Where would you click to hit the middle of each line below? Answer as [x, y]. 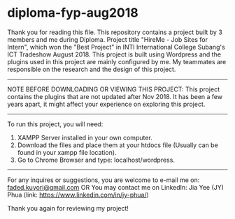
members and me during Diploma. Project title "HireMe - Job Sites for [108, 39]
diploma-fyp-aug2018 [73, 13]
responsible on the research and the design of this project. [92, 69]
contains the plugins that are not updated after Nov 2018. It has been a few [115, 96]
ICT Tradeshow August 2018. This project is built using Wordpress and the [114, 54]
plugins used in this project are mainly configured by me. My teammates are [117, 61]
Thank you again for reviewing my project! [68, 208]
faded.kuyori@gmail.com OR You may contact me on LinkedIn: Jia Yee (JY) [115, 187]
